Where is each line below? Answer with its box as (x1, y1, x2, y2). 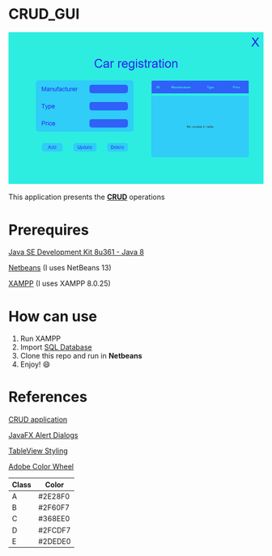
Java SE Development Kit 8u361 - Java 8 (8, 248, 144, 257)
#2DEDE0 (37, 536, 71, 546)
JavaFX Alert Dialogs (8, 431, 79, 440)
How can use (8, 307, 97, 325)
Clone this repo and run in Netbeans (19, 351, 143, 361)
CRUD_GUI (8, 5, 80, 23)
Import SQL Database (19, 342, 92, 352)
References (8, 388, 87, 406)
